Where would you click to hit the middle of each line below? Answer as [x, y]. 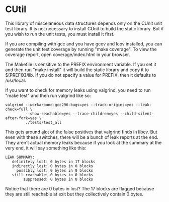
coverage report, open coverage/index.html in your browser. [68, 55]
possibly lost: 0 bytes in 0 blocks [55, 170]
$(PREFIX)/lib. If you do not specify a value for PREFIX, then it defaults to [81, 75]
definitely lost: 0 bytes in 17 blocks [54, 162]
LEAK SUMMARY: [20, 157]
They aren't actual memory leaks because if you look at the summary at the [83, 142]
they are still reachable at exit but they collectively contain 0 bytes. [74, 194]
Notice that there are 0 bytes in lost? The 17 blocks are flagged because [80, 188]
